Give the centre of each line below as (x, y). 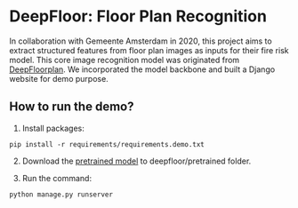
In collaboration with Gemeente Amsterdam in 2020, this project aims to (141, 41)
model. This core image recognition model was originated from (125, 60)
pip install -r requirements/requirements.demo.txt (107, 144)
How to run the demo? (72, 107)
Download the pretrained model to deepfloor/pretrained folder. (137, 161)
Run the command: (56, 178)
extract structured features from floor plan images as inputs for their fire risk (149, 50)
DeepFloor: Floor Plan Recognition (138, 16)
